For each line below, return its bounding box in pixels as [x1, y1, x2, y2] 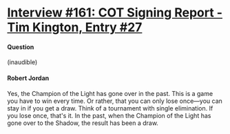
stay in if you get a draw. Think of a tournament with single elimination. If [7, 104, 213, 112]
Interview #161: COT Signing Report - [7, 5, 222, 21]
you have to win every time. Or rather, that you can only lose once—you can [7, 97, 222, 105]
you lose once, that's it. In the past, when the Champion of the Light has [7, 111, 211, 119]
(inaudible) [7, 58, 38, 66]
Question [7, 43, 34, 51]
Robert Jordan [7, 74, 50, 82]
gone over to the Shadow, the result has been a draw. [7, 119, 158, 127]
